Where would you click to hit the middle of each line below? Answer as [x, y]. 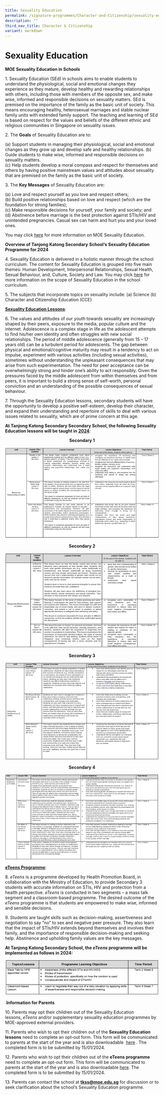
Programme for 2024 [27, 250]
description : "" [21, 21]
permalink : [16, 15]
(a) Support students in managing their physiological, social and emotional [80, 145]
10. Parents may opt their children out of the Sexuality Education [70, 1012]
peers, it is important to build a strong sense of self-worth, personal [73, 381]
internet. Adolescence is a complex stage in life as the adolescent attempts [81, 329]
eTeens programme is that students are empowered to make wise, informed [81, 903]
